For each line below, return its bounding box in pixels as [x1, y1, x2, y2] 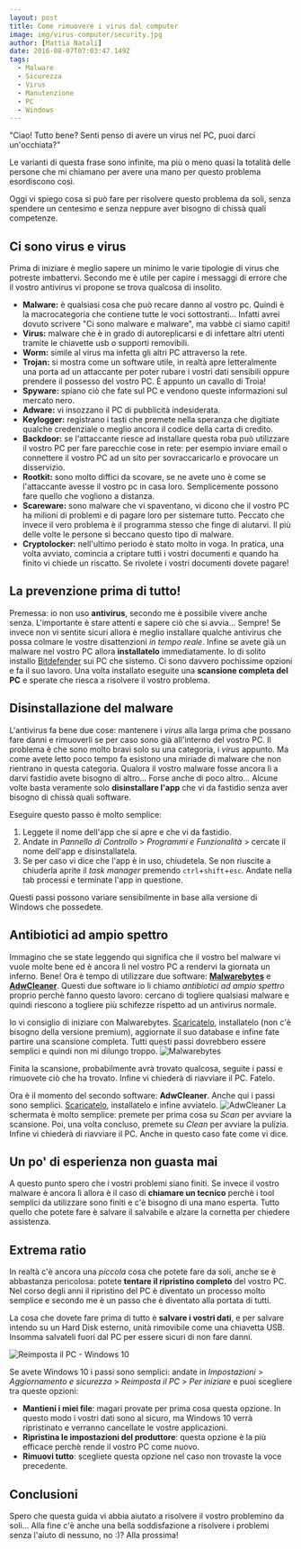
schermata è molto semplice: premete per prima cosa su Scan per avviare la [9, 1109, 292, 1119]
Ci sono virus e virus [9, 239, 127, 254]
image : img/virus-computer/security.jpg [9, 30, 164, 39]
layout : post [9, 13, 58, 23]
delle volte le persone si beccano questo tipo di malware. [22, 529, 235, 540]
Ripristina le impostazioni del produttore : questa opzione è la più [22, 1432, 267, 1443]
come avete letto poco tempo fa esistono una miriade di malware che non [9, 753, 281, 764]
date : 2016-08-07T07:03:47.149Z [9, 47, 130, 56]
